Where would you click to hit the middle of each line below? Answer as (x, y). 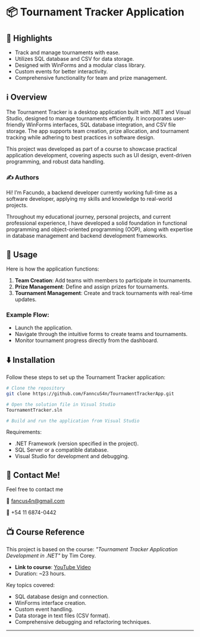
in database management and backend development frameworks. (87, 236)
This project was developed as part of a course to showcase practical (92, 149)
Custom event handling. (44, 610)
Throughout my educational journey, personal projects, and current (88, 217)
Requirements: (24, 432)
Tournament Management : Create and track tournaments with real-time (104, 293)
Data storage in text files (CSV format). (62, 616)
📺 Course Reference (46, 532)
